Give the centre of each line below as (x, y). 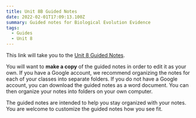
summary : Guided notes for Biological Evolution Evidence (78, 22)
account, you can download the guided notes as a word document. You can (97, 85)
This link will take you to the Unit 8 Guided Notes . (65, 55)
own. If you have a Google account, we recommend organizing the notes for (98, 73)
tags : (13, 28)
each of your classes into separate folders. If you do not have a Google (92, 79)
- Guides (22, 33)
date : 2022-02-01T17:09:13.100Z (45, 17)
